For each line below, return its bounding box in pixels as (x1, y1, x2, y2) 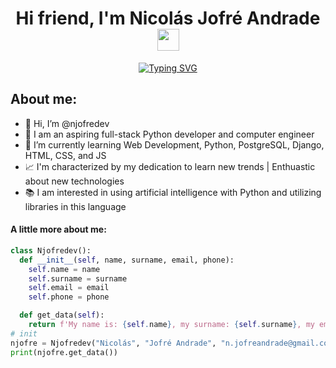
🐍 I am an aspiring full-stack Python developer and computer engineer (24, 128, 315, 140)
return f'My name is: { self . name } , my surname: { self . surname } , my (28, 320, 315, 330)
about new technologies (24, 175, 125, 187)
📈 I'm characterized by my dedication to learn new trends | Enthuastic (24, 160, 316, 172)
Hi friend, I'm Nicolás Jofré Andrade (15, 7, 321, 30)
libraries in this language (24, 200, 127, 212)
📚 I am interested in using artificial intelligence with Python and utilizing (24, 186, 322, 198)
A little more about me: (10, 223, 107, 236)
